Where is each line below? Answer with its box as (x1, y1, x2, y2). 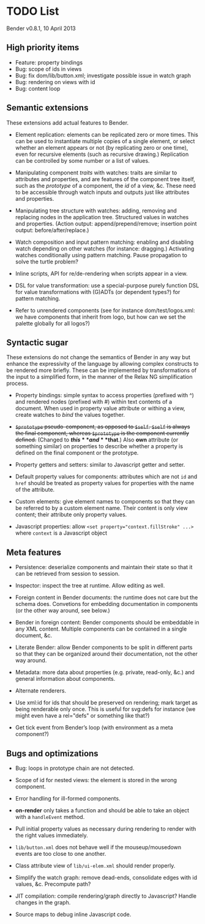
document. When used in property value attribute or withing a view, (15, 405, 185, 412)
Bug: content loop (15, 85, 61, 92)
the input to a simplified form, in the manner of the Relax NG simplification (6, 373, 193, 381)
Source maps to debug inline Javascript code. (15, 910, 132, 918)
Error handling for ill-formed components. (15, 795, 121, 802)
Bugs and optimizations (6, 748, 99, 759)
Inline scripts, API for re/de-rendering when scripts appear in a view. (15, 270, 188, 277)
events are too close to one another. (15, 850, 106, 857)
